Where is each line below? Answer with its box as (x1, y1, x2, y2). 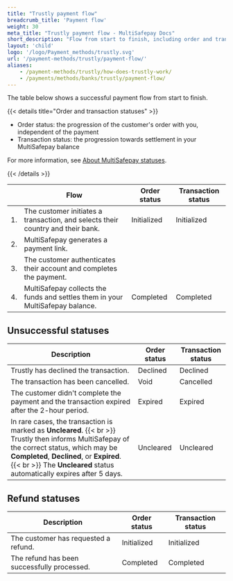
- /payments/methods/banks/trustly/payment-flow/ (19, 74, 166, 82)
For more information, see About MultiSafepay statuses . (7, 156, 167, 165)
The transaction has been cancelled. (10, 377, 130, 387)
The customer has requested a (10, 534, 111, 543)
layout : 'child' (7, 42, 54, 49)
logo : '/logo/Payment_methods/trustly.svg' (7, 49, 135, 56)
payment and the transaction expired (10, 397, 130, 407)
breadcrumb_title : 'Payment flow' (7, 17, 107, 24)
